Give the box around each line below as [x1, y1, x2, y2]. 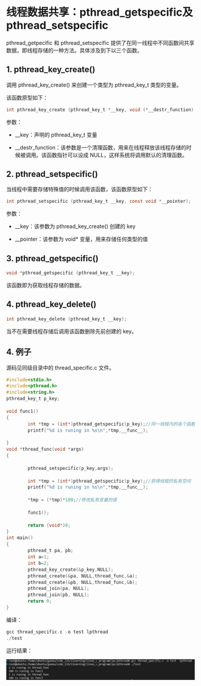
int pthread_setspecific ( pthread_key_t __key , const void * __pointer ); [6, 199, 191, 205]
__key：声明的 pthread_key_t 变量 [14, 131, 98, 138]
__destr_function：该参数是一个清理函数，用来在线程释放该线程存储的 [14, 143, 187, 151]
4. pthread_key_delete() [6, 299, 97, 310]
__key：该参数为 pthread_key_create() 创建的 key [14, 223, 136, 230]
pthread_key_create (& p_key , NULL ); [28, 567, 114, 573]
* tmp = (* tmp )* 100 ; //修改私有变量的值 [28, 497, 117, 503]
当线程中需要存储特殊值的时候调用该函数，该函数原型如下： [6, 185, 153, 193]
